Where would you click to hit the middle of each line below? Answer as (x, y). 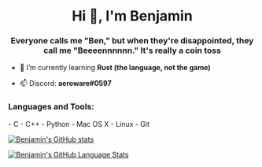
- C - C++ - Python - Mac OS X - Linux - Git (79, 124)
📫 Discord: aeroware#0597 (65, 83)
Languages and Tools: (51, 107)
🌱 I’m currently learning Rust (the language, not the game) (115, 68)
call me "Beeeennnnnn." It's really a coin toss (132, 50)
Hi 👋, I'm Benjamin (132, 16)
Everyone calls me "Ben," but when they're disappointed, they (132, 41)
